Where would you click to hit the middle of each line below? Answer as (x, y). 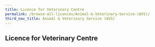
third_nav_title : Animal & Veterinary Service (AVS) (60, 18)
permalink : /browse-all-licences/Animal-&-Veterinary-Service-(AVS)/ (78, 14)
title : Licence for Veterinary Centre (45, 9)
